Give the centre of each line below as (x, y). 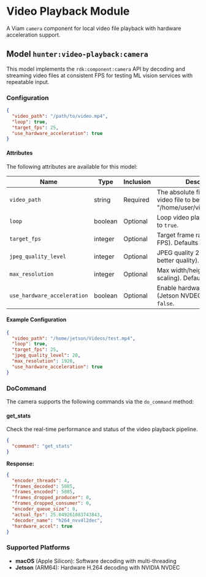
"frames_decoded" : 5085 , (44, 486)
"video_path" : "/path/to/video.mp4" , (60, 116)
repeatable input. (28, 82)
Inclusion (137, 182)
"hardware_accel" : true (42, 526)
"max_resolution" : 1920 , (44, 361)
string (102, 199)
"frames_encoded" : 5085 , (44, 492)
